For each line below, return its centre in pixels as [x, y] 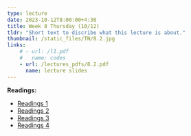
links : [16, 45]
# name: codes [43, 58]
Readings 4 [33, 125]
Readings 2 [33, 111]
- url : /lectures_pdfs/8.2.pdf [64, 64]
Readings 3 [33, 118]
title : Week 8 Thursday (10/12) [53, 26]
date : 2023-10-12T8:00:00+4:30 [52, 20]
